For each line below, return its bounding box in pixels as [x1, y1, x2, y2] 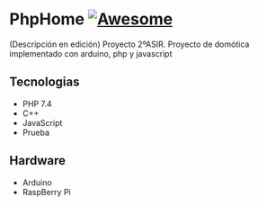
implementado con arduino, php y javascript [9, 48, 173, 58]
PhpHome [9, 9, 85, 30]
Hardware [9, 153, 66, 168]
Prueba [22, 127, 50, 138]
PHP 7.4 [22, 98, 52, 109]
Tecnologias [9, 75, 80, 90]
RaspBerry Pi [22, 186, 71, 197]
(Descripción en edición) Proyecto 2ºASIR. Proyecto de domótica [9, 39, 250, 49]
